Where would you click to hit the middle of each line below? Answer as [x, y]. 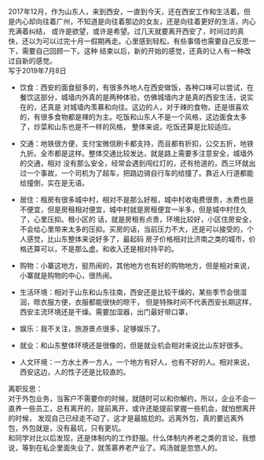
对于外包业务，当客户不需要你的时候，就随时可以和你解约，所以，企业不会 [128, 399]
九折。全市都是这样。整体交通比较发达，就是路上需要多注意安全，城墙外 [136, 153]
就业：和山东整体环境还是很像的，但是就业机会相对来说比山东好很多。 [133, 345]
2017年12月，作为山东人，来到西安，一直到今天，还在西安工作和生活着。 [126, 11]
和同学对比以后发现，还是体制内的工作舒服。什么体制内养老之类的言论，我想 [132, 438]
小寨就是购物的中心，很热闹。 [68, 275]
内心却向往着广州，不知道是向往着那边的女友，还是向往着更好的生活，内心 [135, 21]
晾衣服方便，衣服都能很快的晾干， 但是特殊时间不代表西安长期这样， [145, 302]
